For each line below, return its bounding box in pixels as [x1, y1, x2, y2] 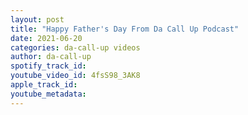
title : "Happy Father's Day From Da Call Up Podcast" [10, 24, 240, 34]
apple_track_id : [10, 80, 78, 90]
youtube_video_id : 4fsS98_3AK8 [10, 71, 141, 81]
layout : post [10, 14, 65, 25]
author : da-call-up [10, 52, 92, 62]
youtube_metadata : [10, 89, 87, 99]
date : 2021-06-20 [10, 33, 83, 43]
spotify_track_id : [10, 61, 87, 71]
